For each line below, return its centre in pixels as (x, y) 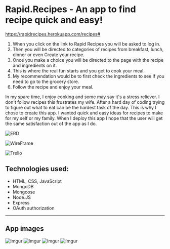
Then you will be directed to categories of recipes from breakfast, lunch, (88, 49)
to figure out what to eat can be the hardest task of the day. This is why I (81, 107)
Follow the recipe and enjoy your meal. (53, 87)
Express (21, 202)
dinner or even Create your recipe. (48, 55)
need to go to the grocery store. (46, 81)
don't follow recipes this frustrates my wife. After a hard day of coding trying (85, 102)
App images (25, 229)
